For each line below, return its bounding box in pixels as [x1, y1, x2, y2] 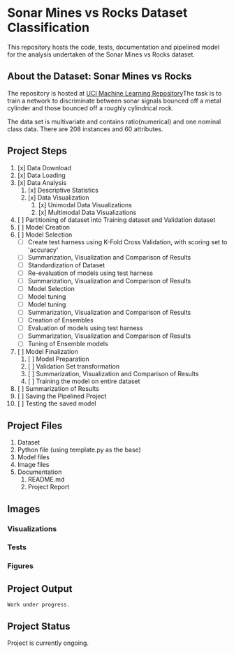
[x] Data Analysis [17, 178, 67, 186]
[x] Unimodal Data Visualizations [38, 200, 133, 209]
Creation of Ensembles [27, 316, 94, 325]
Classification [7, 20, 89, 36]
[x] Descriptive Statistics [27, 186, 99, 194]
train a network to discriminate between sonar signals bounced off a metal [7, 96, 221, 105]
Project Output [7, 583, 73, 595]
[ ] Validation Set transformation [27, 362, 120, 371]
